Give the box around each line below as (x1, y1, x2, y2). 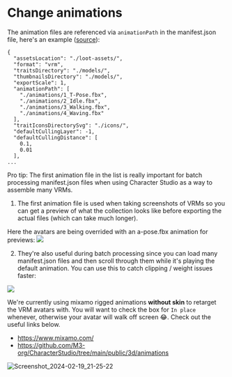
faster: (17, 271, 36, 279)
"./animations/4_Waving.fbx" (20, 109, 105, 116)
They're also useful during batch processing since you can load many (17, 249, 218, 257)
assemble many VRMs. (7, 185, 73, 194)
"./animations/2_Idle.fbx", (20, 98, 101, 105)
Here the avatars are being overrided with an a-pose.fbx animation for (7, 227, 208, 236)
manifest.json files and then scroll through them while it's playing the (17, 256, 215, 265)
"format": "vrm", (13, 61, 64, 68)
